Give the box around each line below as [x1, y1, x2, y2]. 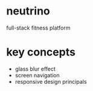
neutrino [6, 4, 50, 18]
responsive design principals [14, 78, 87, 85]
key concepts [6, 45, 75, 59]
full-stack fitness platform [6, 24, 71, 31]
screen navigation [14, 71, 60, 79]
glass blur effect [14, 65, 56, 72]
